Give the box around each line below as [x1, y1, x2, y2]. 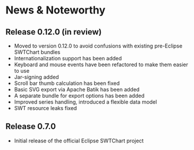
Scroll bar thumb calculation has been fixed [14, 80, 120, 87]
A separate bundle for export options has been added [14, 92, 145, 99]
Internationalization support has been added [14, 55, 122, 62]
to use [14, 67, 30, 74]
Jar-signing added [14, 74, 60, 80]
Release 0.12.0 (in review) [5, 27, 102, 37]
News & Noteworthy [5, 4, 106, 17]
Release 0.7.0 [5, 121, 57, 132]
